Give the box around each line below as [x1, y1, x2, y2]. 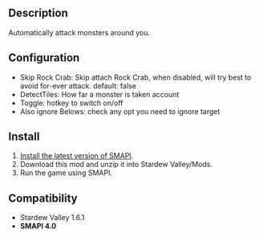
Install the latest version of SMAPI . [19, 151, 134, 161]
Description [8, 6, 68, 20]
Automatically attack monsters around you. [8, 27, 151, 37]
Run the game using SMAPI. [19, 168, 112, 178]
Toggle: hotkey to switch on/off [19, 98, 123, 108]
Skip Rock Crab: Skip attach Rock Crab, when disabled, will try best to [19, 72, 252, 82]
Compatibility [8, 191, 78, 205]
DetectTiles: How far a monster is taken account [19, 89, 180, 99]
